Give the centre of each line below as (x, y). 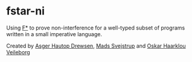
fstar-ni (26, 11)
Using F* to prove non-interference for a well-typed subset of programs (96, 28)
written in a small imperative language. (54, 34)
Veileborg (18, 52)
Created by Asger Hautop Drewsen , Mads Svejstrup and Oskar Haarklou (96, 46)
